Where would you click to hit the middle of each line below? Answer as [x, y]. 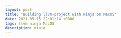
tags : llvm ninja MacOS [30, 23]
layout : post [19, 10]
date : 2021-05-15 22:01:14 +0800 [40, 19]
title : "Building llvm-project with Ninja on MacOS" [61, 14]
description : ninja [25, 28]
